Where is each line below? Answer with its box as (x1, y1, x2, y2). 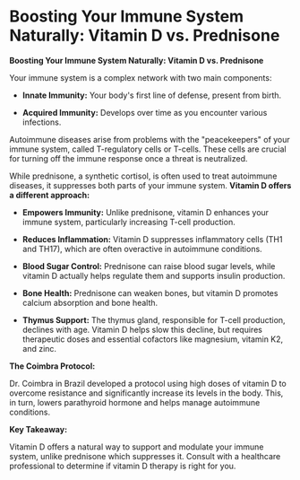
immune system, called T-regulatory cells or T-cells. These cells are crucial (9, 144, 287, 154)
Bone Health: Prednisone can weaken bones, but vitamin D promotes (21, 287, 279, 298)
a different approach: (9, 189, 90, 200)
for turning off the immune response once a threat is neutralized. (9, 153, 248, 163)
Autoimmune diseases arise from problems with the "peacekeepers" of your (9, 134, 291, 144)
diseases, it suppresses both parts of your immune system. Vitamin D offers (9, 179, 292, 190)
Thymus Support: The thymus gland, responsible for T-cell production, (21, 314, 286, 325)
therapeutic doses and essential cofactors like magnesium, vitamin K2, (21, 334, 284, 345)
